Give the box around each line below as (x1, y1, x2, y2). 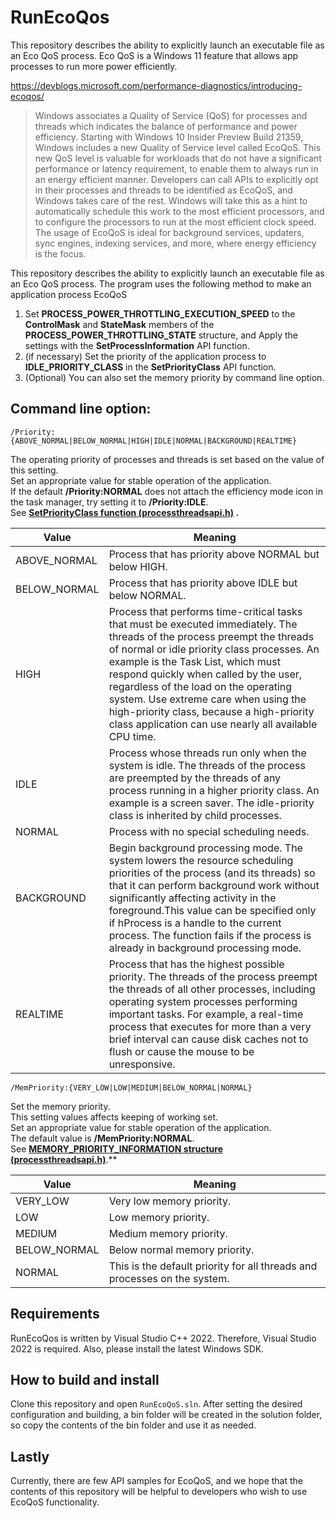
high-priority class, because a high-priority (108, 704, 315, 718)
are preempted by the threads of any (108, 771, 282, 785)
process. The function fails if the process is (108, 928, 312, 942)
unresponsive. (108, 1057, 176, 1071)
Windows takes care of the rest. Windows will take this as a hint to (34, 194, 308, 206)
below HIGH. (108, 559, 168, 573)
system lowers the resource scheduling (108, 853, 294, 867)
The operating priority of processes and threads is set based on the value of (10, 453, 325, 465)
